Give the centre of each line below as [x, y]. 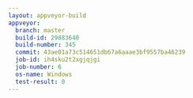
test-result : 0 [40, 81]
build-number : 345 [46, 45]
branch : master [40, 30]
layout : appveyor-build [47, 15]
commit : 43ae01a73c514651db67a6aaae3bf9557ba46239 [100, 52]
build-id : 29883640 [47, 38]
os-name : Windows [44, 74]
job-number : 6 [38, 67]
